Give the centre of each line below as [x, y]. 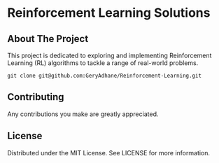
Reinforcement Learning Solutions [109, 13]
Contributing [36, 97]
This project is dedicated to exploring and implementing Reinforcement [109, 55]
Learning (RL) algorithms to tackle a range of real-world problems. [103, 63]
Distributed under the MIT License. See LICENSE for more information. [109, 153]
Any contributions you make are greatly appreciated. [83, 114]
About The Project [48, 39]
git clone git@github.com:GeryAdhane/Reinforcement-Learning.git [104, 76]
